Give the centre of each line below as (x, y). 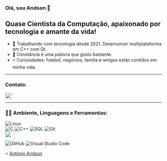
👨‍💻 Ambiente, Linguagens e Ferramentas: (56, 113)
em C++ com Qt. (29, 49)
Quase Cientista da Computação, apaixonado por (83, 24)
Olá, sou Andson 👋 (28, 8)
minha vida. (24, 67)
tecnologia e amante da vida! (51, 32)
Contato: (16, 84)
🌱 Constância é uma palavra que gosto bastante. (62, 54)
